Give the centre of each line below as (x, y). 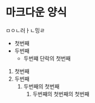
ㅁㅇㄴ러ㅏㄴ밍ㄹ (25, 30)
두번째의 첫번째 (41, 86)
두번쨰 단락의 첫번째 (47, 58)
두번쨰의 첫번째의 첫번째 (61, 94)
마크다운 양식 (36, 12)
